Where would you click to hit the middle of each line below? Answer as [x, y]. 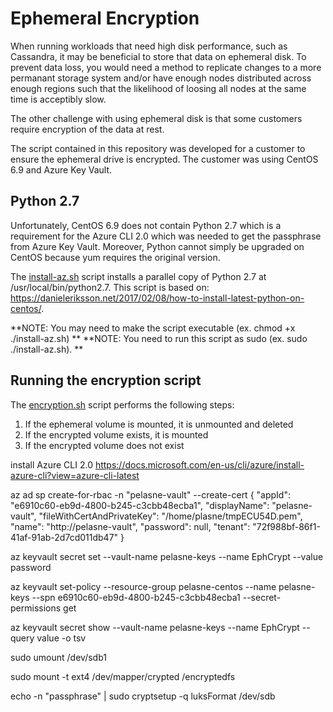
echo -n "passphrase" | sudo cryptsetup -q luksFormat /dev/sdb [143, 696]
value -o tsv [61, 638]
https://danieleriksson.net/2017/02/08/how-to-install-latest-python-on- [157, 298]
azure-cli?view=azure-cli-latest [75, 475]
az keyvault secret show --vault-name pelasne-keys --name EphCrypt [155, 627]
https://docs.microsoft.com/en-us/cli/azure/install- [199, 464]
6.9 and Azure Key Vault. [61, 169]
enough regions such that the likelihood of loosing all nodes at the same [158, 88]
